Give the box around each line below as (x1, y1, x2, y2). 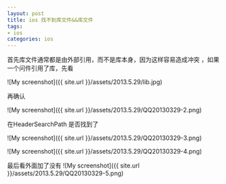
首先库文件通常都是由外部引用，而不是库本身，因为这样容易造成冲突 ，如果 (7, 56, 220, 64)
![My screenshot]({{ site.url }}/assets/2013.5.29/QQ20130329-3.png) (7, 134, 203, 142)
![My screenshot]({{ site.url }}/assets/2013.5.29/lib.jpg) (7, 78, 163, 86)
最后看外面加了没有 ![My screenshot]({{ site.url (7, 161, 139, 170)
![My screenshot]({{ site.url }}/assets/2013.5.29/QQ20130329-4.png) (7, 147, 203, 156)
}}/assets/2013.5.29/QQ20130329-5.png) (7, 170, 124, 178)
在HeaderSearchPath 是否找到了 (7, 120, 99, 128)
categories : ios (7, 36, 54, 43)
